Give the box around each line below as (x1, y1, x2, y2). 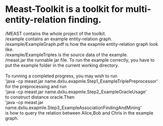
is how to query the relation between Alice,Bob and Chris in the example (5, 110, 154, 116)
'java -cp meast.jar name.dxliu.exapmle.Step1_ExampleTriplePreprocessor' (5, 78, 158, 84)
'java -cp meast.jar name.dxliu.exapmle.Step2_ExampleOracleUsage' (5, 89, 147, 95)
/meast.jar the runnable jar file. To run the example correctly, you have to (5, 57, 155, 63)
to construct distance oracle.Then (5, 94, 75, 100)
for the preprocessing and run (5, 83, 67, 89)
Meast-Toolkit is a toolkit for (5, 3, 124, 15)
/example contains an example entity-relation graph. (5, 36, 113, 42)
